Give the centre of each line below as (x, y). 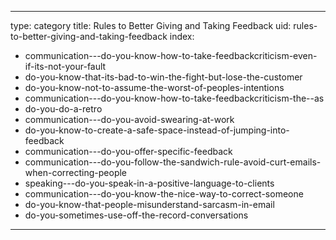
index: (182, 36)
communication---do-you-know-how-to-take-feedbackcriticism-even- (171, 55)
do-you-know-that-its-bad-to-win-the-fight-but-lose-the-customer (163, 77)
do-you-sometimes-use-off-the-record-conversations (136, 215)
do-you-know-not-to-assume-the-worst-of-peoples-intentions (154, 87)
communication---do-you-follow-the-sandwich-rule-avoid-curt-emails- (173, 162)
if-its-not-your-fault (65, 66)
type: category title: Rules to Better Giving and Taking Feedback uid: (151, 25)
